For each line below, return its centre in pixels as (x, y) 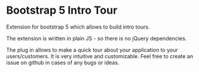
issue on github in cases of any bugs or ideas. (63, 62)
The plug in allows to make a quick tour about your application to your (92, 50)
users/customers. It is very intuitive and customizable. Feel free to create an (99, 56)
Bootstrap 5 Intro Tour (62, 10)
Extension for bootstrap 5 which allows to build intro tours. (78, 27)
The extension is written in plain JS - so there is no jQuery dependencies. (97, 38)
